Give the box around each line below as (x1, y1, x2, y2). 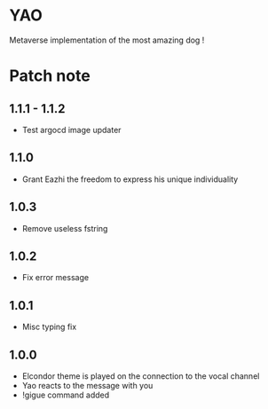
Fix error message (21, 272, 90, 283)
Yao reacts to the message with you (21, 381, 154, 390)
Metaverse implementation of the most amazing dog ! (9, 35, 205, 45)
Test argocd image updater (21, 124, 122, 135)
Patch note (9, 66, 91, 86)
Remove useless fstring (21, 223, 108, 233)
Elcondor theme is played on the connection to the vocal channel (21, 371, 260, 381)
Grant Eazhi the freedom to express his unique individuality (21, 174, 239, 185)
